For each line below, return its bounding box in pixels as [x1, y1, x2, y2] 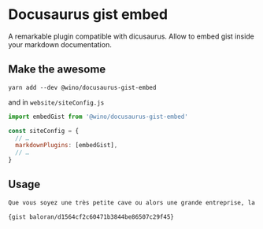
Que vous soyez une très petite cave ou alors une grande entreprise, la [8, 198, 256, 206]
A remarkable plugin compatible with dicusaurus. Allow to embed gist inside [8, 31, 254, 41]
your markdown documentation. [8, 39, 112, 49]
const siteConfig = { [8, 127, 80, 135]
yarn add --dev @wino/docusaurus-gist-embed [8, 83, 157, 91]
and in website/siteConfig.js [8, 97, 105, 107]
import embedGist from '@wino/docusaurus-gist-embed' [8, 113, 189, 120]
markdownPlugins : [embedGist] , [15, 142, 118, 150]
